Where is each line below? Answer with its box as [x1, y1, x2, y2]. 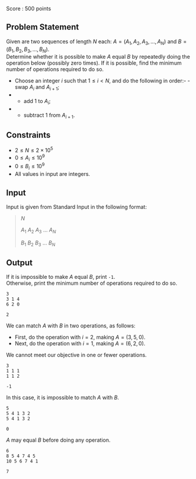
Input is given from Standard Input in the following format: [6, 203, 147, 210]
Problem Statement [6, 22, 79, 32]
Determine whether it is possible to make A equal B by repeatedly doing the [6, 53, 191, 60]
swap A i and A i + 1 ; [14, 83, 60, 92]
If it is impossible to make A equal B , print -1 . [6, 274, 115, 281]
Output [6, 258, 33, 268]
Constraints [6, 130, 51, 140]
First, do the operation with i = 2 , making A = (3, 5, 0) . [14, 334, 146, 341]
